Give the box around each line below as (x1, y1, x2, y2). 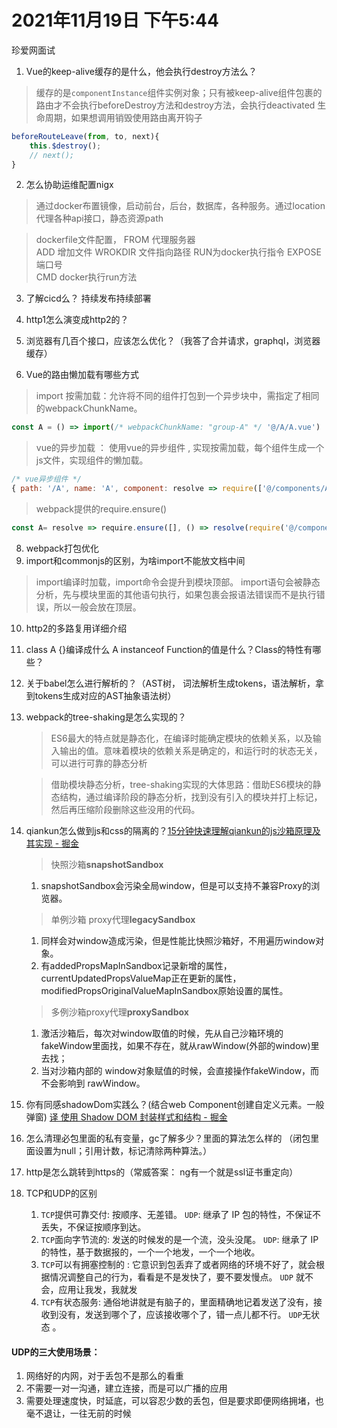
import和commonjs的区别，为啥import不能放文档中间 (25, 554, 246, 566)
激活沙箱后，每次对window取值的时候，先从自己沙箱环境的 (40, 1027, 284, 1039)
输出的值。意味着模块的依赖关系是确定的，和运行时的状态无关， (59, 744, 323, 756)
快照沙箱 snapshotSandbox (50, 858, 164, 870)
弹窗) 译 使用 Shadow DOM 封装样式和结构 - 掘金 (25, 1111, 228, 1123)
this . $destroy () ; (29, 141, 102, 151)
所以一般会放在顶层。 (53, 601, 142, 613)
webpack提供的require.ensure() (35, 503, 168, 515)
